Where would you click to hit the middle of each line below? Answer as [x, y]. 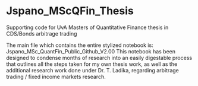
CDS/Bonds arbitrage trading [42, 33]
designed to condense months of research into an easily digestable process [99, 58]
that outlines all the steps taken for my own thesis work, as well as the [92, 64]
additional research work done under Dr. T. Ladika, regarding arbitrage [93, 70]
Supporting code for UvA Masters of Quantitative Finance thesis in [87, 27]
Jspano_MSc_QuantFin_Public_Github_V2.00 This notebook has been [91, 51]
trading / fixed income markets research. [56, 77]
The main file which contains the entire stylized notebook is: [80, 45]
